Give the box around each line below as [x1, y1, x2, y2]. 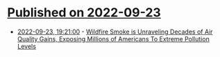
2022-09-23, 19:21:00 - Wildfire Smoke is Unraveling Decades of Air [17, 27, 213, 36]
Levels [17, 42, 37, 50]
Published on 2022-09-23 [7, 5, 161, 21]
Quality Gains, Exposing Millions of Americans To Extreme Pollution [17, 34, 210, 43]
